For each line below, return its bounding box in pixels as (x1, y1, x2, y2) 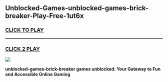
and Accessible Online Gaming (5, 71, 70, 77)
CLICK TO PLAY (5, 27, 44, 34)
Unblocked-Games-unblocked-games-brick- (5, 4, 149, 12)
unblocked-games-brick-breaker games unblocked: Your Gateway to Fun (5, 66, 161, 72)
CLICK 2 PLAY (5, 45, 40, 52)
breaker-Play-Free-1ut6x (5, 12, 84, 20)
